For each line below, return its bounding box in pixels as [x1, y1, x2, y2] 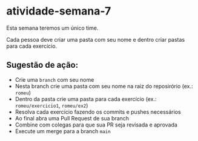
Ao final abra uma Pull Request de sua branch [15, 114, 129, 122]
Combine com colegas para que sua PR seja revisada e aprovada [15, 121, 177, 128]
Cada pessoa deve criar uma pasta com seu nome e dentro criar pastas [6, 36, 185, 43]
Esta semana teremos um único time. [6, 24, 99, 31]
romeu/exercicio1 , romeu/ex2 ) [15, 102, 88, 109]
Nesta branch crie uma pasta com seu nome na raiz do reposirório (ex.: [15, 82, 193, 90]
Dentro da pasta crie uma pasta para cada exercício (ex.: [15, 95, 157, 102]
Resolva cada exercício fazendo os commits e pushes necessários [15, 108, 181, 116]
